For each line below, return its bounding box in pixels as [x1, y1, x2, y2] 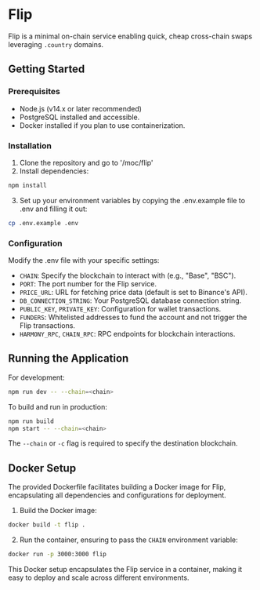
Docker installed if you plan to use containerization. [19, 120, 186, 130]
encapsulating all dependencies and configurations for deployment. [8, 490, 227, 500]
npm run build [8, 417, 55, 425]
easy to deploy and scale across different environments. [8, 573, 190, 582]
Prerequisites [8, 86, 60, 97]
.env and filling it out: [19, 204, 88, 213]
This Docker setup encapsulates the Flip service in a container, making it [8, 564, 243, 574]
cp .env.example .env [8, 219, 79, 227]
